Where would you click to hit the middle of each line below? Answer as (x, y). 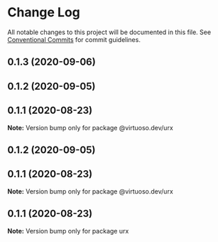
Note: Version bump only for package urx (68, 231)
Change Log (44, 12)
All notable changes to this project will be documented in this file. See (109, 32)
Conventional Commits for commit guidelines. (74, 39)
